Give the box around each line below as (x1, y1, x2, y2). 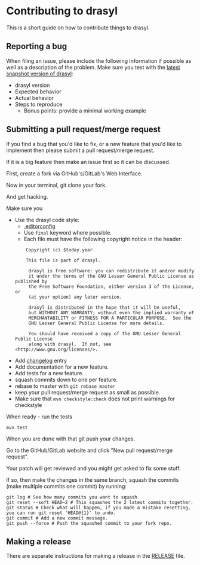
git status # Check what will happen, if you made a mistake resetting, (6, 505, 191, 511)
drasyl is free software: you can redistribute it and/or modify (28, 268, 195, 274)
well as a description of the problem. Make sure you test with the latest (6, 63, 180, 71)
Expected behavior (14, 88, 61, 95)
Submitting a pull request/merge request (6, 124, 161, 135)
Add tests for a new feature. (14, 369, 84, 376)
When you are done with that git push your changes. (6, 435, 136, 442)
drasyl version (14, 81, 50, 89)
